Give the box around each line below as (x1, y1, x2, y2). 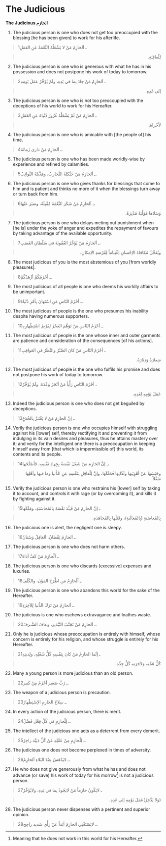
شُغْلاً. (151, 475, 161, 481)
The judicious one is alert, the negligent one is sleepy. (12, 524, 122, 530)
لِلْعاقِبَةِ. (147, 53, 161, 60)
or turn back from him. (12, 191, 59, 197)
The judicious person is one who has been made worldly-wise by (12, 156, 145, 162)
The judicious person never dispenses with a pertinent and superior (12, 806, 150, 812)
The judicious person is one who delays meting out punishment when (12, 219, 154, 226)
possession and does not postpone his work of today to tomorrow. (12, 68, 148, 75)
